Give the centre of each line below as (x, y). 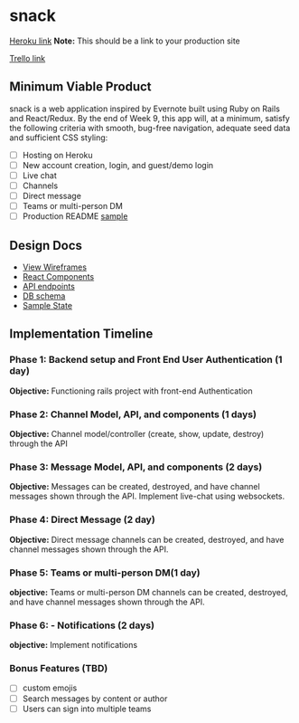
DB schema (44, 296)
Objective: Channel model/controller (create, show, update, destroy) (137, 433)
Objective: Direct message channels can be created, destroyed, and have (147, 539)
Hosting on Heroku (57, 155)
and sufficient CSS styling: (59, 138)
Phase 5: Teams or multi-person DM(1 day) (105, 573)
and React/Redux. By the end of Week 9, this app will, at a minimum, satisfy (150, 118)
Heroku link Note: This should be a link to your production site (125, 41)
